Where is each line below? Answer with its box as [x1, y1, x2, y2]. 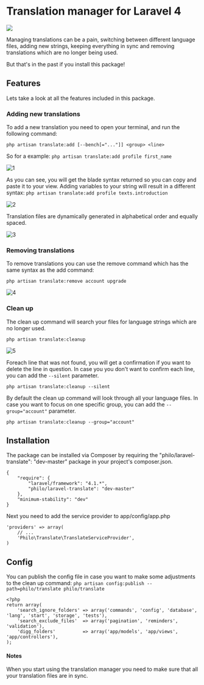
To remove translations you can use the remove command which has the [6, 260, 189, 268]
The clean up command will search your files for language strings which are [6, 318, 197, 325]
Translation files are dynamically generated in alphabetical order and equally [6, 213, 198, 220]
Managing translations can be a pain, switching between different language [6, 35, 195, 43]
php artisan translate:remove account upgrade [6, 279, 127, 285]
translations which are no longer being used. [6, 49, 118, 56]
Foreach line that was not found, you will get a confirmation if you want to [6, 358, 191, 366]
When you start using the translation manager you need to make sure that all [6, 665, 199, 673]
